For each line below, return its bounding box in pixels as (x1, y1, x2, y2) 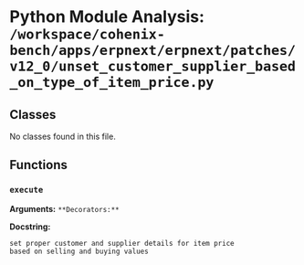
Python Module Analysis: (9, 6, 205, 27)
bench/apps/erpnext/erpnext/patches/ (9, 42, 297, 59)
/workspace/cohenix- (9, 26, 166, 43)
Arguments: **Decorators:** (9, 203, 121, 214)
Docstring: (9, 221, 51, 232)
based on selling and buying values (9, 247, 149, 256)
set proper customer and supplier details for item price (9, 238, 235, 248)
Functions (9, 157, 68, 173)
